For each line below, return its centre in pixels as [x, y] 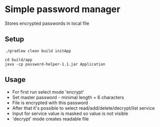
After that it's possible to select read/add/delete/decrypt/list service [83, 108]
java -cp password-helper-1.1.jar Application [55, 64]
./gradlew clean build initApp [38, 51]
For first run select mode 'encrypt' [48, 92]
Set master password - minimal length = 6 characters [68, 97]
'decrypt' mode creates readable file [50, 119]
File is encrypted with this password [50, 103]
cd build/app [19, 60]
